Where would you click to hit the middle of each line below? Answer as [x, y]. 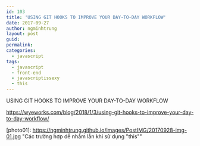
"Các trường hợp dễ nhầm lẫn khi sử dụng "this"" [82, 136]
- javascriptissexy [36, 78]
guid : [13, 39]
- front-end [26, 73]
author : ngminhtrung [32, 28]
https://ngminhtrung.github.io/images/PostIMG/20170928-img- [110, 130]
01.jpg [14, 136]
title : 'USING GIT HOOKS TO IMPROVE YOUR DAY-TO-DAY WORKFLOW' [86, 17]
